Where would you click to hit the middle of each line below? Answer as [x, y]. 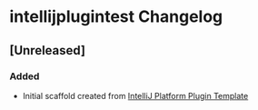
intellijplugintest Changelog [116, 17]
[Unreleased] [48, 50]
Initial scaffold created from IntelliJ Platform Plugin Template [135, 95]
